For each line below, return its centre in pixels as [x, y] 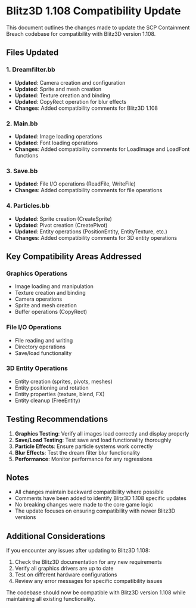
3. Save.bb [22, 171]
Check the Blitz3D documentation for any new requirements [88, 562]
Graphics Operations [37, 273]
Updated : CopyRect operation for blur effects [71, 101]
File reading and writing [44, 340]
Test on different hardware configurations [66, 575]
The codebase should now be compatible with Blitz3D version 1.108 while [96, 592]
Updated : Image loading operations [58, 136]
